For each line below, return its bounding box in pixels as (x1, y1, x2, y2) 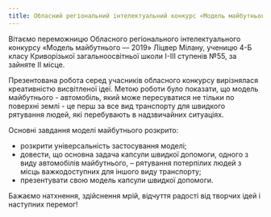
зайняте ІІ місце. (8, 60, 65, 69)
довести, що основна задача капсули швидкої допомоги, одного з (19, 149, 248, 159)
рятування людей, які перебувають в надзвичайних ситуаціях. (8, 110, 224, 119)
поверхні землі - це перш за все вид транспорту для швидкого (8, 101, 226, 111)
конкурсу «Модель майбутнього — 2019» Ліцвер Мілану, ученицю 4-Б (8, 42, 252, 52)
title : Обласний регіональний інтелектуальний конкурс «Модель (8, 11, 226, 20)
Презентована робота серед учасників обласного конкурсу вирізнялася (8, 75, 259, 85)
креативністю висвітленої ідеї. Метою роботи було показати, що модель (8, 84, 259, 94)
